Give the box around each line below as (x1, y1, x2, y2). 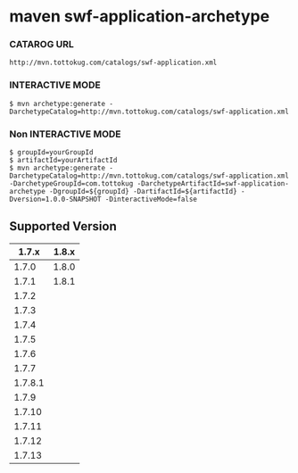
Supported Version (9, 219, 118, 234)
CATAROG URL (9, 38, 74, 51)
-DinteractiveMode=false (104, 195, 198, 204)
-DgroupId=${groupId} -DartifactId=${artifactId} (48, 187, 238, 196)
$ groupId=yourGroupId (9, 148, 94, 157)
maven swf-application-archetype (9, 6, 270, 27)
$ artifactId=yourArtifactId (9, 156, 118, 165)
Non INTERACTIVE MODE (9, 128, 121, 140)
